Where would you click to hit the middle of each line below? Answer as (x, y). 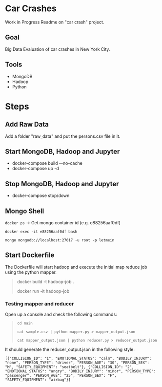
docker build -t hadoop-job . (45, 281)
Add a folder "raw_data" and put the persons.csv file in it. (63, 136)
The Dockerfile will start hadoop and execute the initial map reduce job (76, 267)
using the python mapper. (31, 272)
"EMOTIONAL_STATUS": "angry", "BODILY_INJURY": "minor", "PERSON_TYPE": (81, 371)
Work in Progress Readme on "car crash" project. (55, 22)
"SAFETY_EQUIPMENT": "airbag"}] (38, 380)
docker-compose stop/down (41, 195)
